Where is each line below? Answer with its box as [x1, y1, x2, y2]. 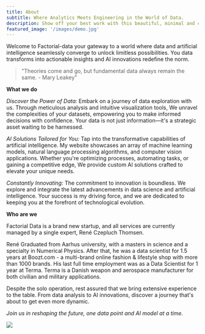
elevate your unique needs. [6, 168, 75, 175]
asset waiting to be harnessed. [6, 123, 84, 131]
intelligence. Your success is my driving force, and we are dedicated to [6, 193, 185, 200]
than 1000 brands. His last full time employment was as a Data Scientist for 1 [6, 260, 198, 268]
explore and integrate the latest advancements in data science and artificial [6, 186, 195, 193]
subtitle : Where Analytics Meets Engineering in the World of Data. [6, 15, 184, 21]
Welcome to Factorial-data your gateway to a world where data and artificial [6, 43, 198, 50]
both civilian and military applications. [6, 273, 101, 280]
